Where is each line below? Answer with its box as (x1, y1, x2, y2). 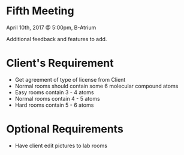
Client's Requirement (6, 57, 114, 70)
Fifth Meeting (6, 4, 74, 18)
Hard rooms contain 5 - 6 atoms (14, 101, 94, 108)
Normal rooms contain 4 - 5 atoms (14, 95, 100, 102)
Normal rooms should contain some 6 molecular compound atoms (14, 82, 179, 89)
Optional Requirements (6, 122, 124, 136)
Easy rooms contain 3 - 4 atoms (14, 88, 94, 96)
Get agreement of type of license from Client (14, 76, 126, 83)
